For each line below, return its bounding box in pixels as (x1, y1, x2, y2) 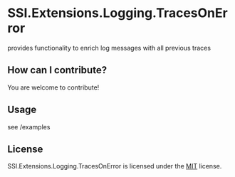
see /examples (7, 122, 51, 131)
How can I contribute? (7, 64, 108, 76)
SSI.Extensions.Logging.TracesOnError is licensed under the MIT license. (7, 162, 222, 171)
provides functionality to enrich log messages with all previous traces (7, 43, 211, 52)
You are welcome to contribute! (7, 83, 100, 92)
